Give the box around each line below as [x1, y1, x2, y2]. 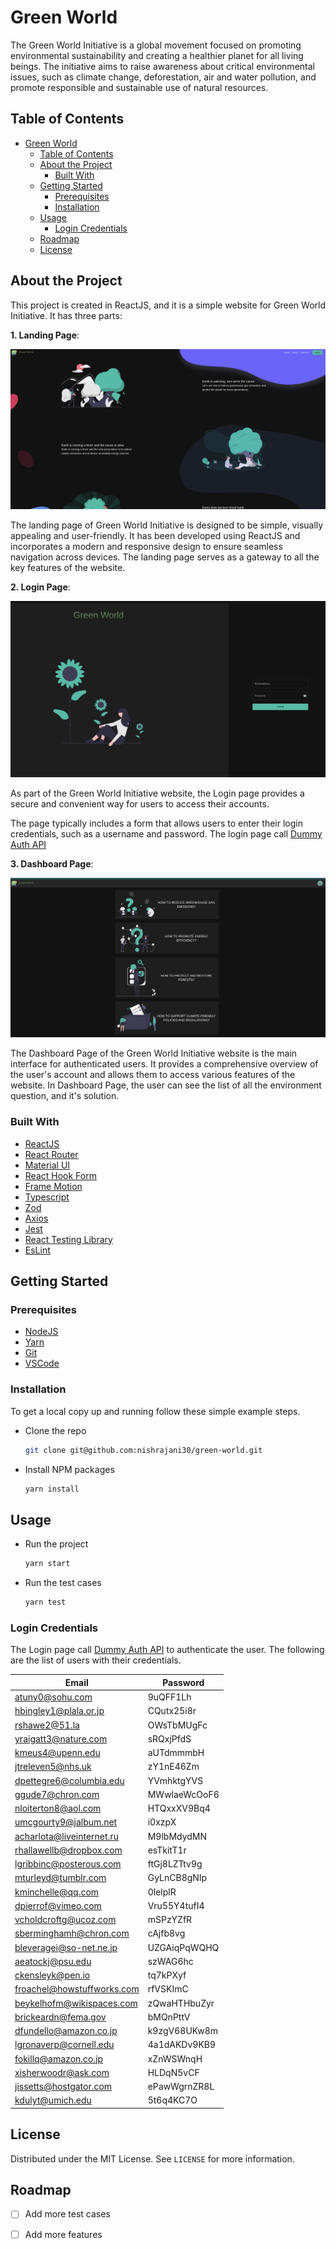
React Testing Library [24, 1233, 113, 1245]
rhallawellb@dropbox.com [14, 1844, 123, 1856]
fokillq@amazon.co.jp [14, 2052, 104, 2065]
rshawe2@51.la [14, 1719, 80, 1731]
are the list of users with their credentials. [10, 1654, 182, 1666]
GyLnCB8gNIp [147, 1872, 208, 1884]
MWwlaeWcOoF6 [147, 1788, 220, 1800]
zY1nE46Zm [147, 1761, 200, 1773]
